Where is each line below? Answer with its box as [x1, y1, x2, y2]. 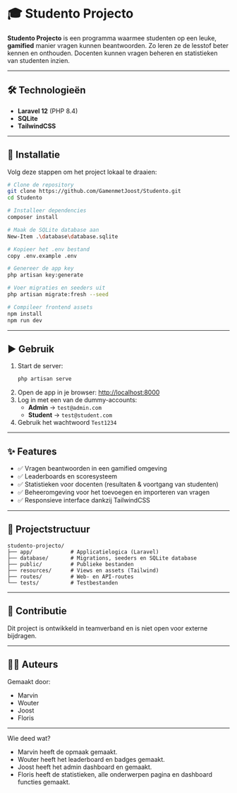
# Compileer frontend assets [7, 303, 93, 311]
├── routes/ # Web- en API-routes [7, 573, 134, 580]
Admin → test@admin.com [28, 404, 102, 412]
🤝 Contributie [7, 605, 67, 617]
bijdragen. [7, 631, 37, 640]
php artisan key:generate [7, 271, 83, 279]
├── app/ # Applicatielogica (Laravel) [7, 548, 159, 556]
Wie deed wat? [7, 734, 51, 742]
